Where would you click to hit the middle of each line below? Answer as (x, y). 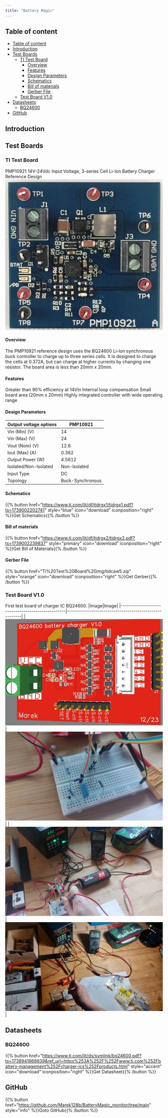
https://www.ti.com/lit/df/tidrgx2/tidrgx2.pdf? (89, 538)
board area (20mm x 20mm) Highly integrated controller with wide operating (84, 395)
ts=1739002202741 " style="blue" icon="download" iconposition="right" (79, 510)
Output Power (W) (26, 460)
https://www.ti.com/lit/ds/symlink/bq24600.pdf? (92, 1055)
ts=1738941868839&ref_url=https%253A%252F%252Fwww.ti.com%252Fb (83, 1061)
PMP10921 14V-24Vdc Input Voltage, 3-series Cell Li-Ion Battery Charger (80, 171)
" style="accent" (144, 1066)
